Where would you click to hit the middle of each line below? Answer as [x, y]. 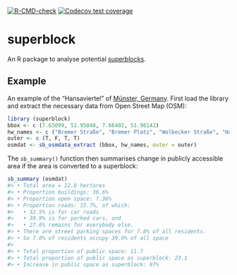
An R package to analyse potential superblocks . [77, 59]
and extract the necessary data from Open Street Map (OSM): [97, 105]
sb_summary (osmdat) [38, 179]
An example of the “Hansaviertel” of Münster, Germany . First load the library [118, 98]
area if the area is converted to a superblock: [73, 166]
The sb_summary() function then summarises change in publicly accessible [115, 158]
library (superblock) [39, 119]
